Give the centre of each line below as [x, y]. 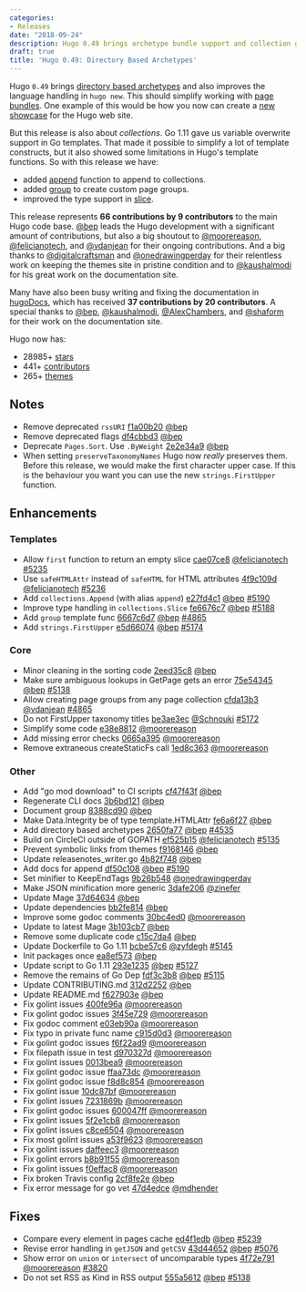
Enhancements [53, 513]
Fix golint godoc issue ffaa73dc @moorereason [112, 1072]
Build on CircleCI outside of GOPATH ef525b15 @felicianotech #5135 [151, 840]
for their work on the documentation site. [86, 321]
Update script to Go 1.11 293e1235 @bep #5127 [110, 966]
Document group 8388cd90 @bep [87, 811]
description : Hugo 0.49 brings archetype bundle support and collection [150, 43]
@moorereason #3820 [65, 1267]
